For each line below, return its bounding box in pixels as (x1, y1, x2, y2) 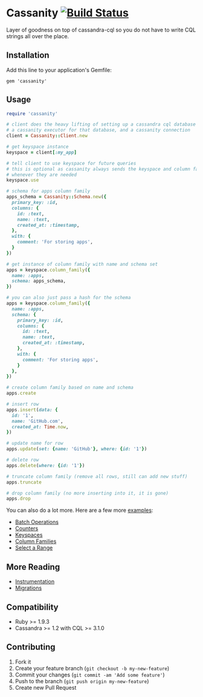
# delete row (6, 457, 39, 463)
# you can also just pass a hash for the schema (6, 295, 131, 301)
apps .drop (6, 496, 31, 502)
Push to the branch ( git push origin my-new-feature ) (14, 677, 149, 685)
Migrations (14, 584, 42, 591)
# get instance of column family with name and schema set (6, 261, 158, 267)
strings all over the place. (6, 32, 69, 39)
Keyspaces (14, 531, 43, 539)
